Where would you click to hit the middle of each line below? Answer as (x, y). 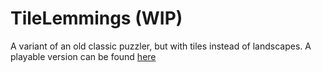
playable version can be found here (83, 56)
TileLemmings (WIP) (96, 18)
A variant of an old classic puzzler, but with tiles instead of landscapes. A (161, 46)
